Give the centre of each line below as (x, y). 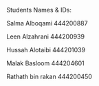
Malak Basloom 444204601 (45, 63)
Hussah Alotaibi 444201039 (46, 50)
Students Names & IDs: (39, 10)
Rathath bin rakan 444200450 (49, 76)
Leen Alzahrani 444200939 (46, 36)
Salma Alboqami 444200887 (47, 23)
